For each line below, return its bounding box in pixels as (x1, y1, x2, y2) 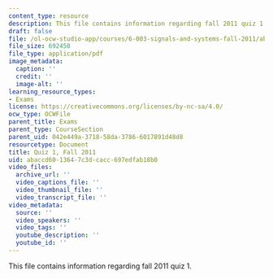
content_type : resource (8, 11, 89, 20)
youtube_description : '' (15, 231, 100, 240)
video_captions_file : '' (15, 178, 100, 187)
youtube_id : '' (15, 239, 67, 247)
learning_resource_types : (8, 87, 96, 96)
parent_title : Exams (8, 118, 79, 126)
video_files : (8, 163, 53, 172)
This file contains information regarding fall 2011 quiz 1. (8, 261, 193, 271)
